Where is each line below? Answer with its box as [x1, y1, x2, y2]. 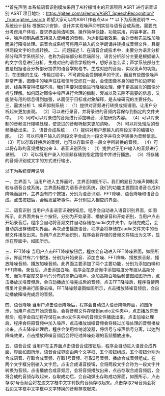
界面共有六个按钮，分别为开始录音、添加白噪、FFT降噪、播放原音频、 [13, 255, 155, 260]
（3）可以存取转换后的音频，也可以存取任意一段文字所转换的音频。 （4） [5, 139, 154, 145]
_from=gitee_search [5, 17, 46, 22]
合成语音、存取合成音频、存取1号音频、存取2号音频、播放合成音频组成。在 [5, 355, 156, 361]
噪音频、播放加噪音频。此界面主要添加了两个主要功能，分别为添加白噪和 [13, 261, 160, 266]
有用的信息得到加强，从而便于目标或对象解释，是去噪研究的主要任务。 [13, 96, 156, 102]
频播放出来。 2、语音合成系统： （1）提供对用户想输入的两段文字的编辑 [5, 127, 150, 132]
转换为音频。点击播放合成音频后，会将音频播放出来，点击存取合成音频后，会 [5, 368, 160, 373]
